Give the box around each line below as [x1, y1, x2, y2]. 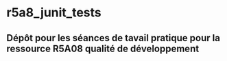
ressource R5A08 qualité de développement [6, 42, 200, 54]
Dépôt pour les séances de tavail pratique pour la [6, 32, 221, 44]
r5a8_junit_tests [6, 5, 102, 21]
